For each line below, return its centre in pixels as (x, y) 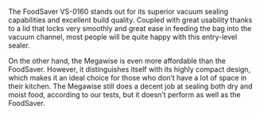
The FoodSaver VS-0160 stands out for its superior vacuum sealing (118, 12)
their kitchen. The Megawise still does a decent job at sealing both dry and (130, 86)
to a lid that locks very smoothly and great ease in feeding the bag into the (130, 28)
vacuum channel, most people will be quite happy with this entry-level (123, 37)
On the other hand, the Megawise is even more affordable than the (117, 61)
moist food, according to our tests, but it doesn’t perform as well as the (124, 94)
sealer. (19, 45)
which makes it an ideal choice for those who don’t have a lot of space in (128, 78)
